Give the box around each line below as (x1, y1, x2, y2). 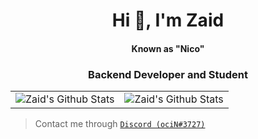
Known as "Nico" (131, 42, 205, 54)
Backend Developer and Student (88, 67, 248, 81)
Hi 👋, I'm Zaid (111, 9, 225, 32)
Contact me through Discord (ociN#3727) (34, 118, 206, 130)
